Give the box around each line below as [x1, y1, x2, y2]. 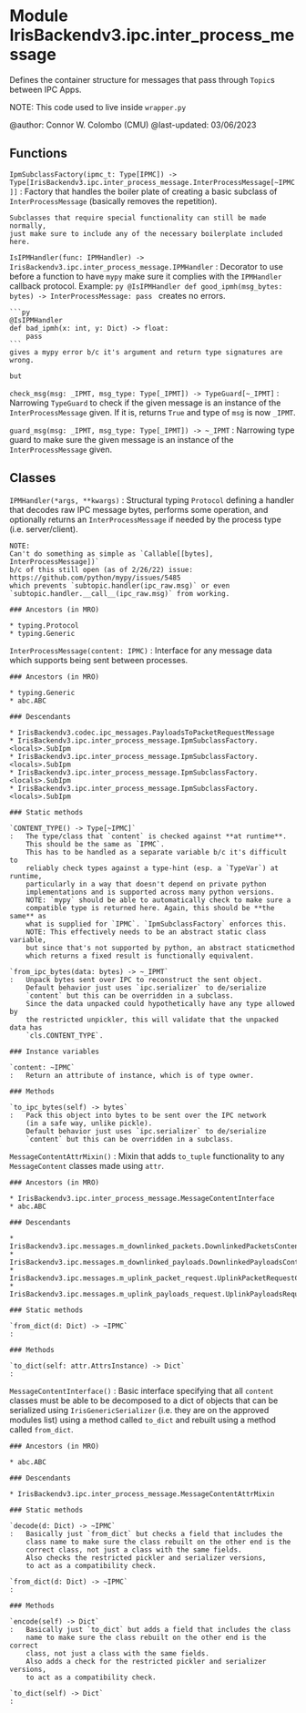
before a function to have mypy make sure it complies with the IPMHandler [9, 271, 282, 282]
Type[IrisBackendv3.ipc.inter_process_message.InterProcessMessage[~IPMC [9, 178, 296, 187]
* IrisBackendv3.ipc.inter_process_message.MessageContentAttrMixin [9, 1489, 275, 1499]
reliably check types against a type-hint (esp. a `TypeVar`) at [25, 863, 280, 873]
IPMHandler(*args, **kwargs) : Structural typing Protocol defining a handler [9, 494, 294, 506]
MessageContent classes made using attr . [9, 1160, 165, 1171]
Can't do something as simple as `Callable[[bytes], [9, 549, 214, 559]
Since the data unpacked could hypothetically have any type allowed [25, 999, 296, 1008]
